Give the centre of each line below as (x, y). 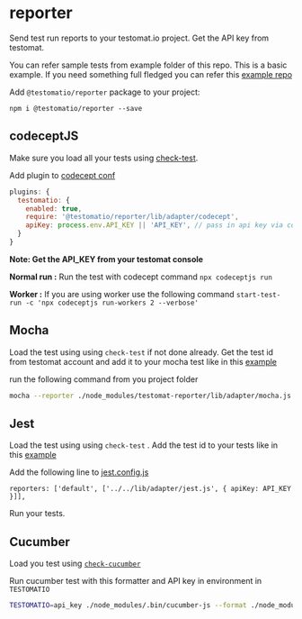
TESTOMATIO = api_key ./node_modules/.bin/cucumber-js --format (128, 605)
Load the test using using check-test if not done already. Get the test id (142, 352)
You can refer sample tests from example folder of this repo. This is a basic (148, 65)
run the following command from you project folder (104, 379)
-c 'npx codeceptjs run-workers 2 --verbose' (112, 303)
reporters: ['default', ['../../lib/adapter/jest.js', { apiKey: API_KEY (151, 489)
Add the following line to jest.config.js (79, 472)
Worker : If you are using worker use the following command (122, 294)
